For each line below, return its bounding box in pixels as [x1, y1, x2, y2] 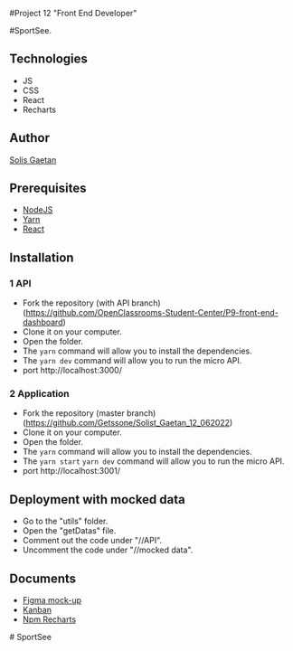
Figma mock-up [22, 595, 82, 606]
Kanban [22, 605, 52, 616]
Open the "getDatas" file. [22, 525, 117, 536]
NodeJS [22, 204, 53, 215]
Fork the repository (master [22, 408, 125, 419]
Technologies [9, 52, 89, 67]
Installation [9, 250, 74, 265]
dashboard [22, 316, 63, 328]
